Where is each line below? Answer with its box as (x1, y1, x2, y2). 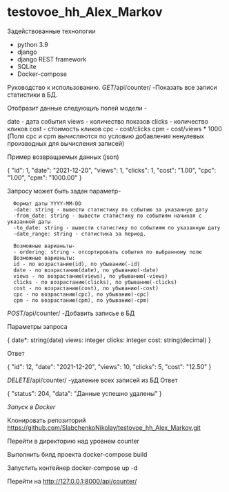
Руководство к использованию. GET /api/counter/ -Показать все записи (7, 83, 217, 91)
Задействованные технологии (7, 27, 96, 35)
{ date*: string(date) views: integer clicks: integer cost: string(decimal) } (7, 336, 212, 344)
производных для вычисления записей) (7, 139, 125, 147)
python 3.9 (17, 40, 48, 48)
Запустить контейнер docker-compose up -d (7, 464, 138, 472)
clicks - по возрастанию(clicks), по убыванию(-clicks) (13, 278, 177, 285)
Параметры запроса (7, 322, 68, 330)
